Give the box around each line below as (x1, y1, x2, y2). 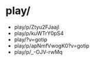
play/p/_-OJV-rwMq (14, 48, 63, 55)
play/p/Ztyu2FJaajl (14, 23, 60, 30)
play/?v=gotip (14, 36, 48, 43)
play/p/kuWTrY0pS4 (14, 29, 64, 36)
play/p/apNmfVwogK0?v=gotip (14, 42, 90, 49)
